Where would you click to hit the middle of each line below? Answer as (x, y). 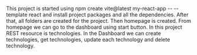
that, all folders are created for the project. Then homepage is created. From (99, 21)
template (17, 15)
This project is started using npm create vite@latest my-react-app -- (89, 8)
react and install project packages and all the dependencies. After (109, 15)
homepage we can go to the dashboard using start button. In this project (94, 27)
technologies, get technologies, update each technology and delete (88, 39)
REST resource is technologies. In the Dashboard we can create (83, 33)
